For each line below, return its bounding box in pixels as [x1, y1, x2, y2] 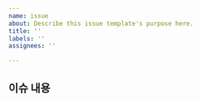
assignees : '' [8, 42, 57, 50]
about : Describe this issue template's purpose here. [8, 19, 195, 28]
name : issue [8, 11, 49, 20]
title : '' [8, 27, 42, 35]
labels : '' [8, 34, 45, 43]
